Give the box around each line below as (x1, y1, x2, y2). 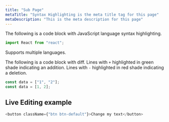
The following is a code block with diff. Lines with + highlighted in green (5, 59, 154, 66)
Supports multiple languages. (5, 49, 67, 55)
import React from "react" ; (5, 40, 65, 45)
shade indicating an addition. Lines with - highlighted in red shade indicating (5, 65, 164, 71)
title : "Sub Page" (5, 7, 44, 13)
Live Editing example (5, 98, 72, 107)
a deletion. (5, 70, 27, 76)
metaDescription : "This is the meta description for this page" (5, 17, 143, 22)
